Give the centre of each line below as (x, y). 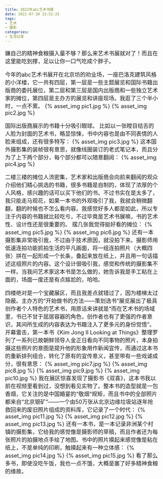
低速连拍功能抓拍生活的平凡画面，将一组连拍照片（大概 (76, 248)
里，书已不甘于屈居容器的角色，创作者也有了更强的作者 (76, 317)
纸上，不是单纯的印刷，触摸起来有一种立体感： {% (70, 448)
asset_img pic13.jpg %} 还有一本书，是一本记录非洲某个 (76, 424)
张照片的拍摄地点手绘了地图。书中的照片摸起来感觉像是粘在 (81, 440)
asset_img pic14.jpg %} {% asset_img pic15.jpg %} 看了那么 (81, 455)
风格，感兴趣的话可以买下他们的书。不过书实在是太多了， (84, 193)
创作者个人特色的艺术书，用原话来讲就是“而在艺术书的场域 (80, 309)
